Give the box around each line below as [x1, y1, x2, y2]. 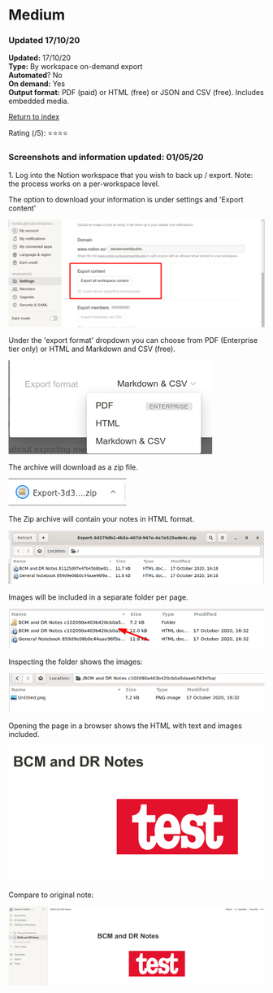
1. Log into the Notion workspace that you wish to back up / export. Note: [8, 170, 253, 180]
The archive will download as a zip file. [8, 462, 138, 472]
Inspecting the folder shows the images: [8, 657, 143, 667]
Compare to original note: [8, 890, 94, 900]
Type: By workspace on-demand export [8, 62, 143, 72]
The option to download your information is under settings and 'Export [8, 194, 244, 204]
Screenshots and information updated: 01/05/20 [8, 152, 204, 163]
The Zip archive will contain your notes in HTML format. [8, 514, 195, 524]
